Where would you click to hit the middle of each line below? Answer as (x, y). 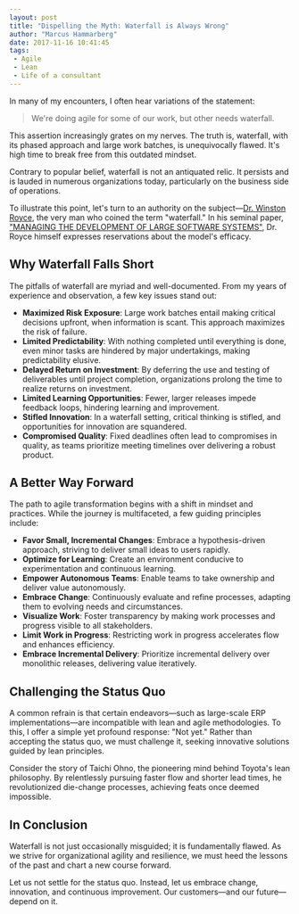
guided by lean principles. (57, 751)
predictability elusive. (61, 360)
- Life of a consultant (57, 76)
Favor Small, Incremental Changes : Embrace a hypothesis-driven (144, 540)
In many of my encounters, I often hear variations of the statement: (132, 101)
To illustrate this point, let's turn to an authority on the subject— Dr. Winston (148, 208)
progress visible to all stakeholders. (87, 626)
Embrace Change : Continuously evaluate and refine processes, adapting (156, 597)
